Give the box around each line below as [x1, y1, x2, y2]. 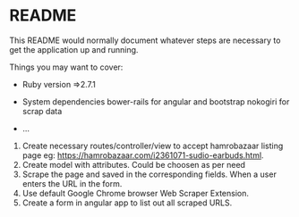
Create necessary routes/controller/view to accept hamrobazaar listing [21, 140, 284, 151]
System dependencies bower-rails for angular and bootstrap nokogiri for [21, 96, 290, 107]
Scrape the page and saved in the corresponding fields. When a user [21, 169, 278, 179]
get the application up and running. [9, 44, 139, 54]
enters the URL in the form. [21, 178, 123, 188]
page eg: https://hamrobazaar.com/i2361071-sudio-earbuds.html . [21, 149, 264, 161]
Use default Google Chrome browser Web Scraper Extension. [21, 188, 249, 198]
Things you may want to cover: [9, 62, 124, 72]
